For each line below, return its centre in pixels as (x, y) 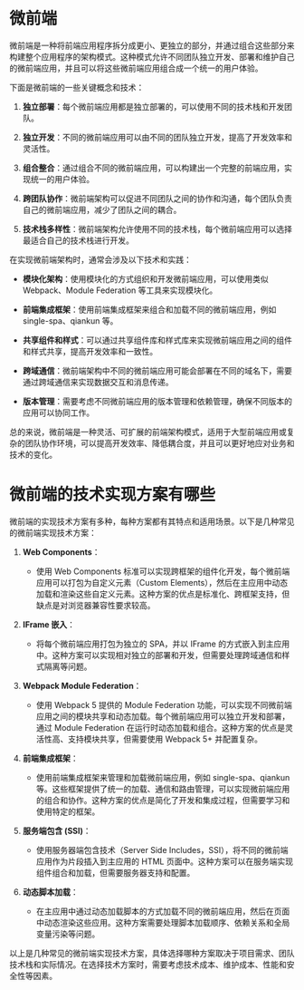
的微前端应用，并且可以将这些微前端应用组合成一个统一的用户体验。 (136, 68)
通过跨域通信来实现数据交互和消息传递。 (98, 382)
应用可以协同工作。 (58, 412)
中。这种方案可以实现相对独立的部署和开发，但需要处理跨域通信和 (159, 655)
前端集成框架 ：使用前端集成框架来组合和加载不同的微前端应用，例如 (149, 309)
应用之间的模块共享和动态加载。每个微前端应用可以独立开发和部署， (163, 716)
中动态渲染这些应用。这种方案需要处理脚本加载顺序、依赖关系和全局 (163, 922)
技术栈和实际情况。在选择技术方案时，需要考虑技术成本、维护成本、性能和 (148, 964)
